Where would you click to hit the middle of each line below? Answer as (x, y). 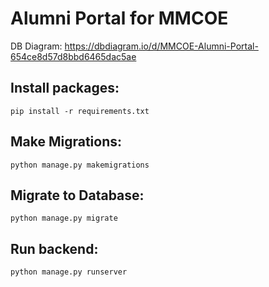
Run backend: (54, 248)
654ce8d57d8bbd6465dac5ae (73, 56)
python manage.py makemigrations (80, 165)
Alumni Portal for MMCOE (119, 18)
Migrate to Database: (77, 195)
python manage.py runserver (69, 272)
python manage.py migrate (64, 218)
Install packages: (65, 88)
